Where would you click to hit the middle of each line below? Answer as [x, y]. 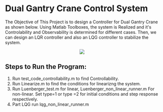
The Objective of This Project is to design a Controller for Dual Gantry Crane [81, 22]
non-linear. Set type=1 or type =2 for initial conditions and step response [85, 94]
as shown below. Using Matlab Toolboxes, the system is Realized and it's [78, 27]
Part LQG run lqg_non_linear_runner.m [51, 104]
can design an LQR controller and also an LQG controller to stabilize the [77, 37]
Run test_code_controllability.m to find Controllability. [65, 79]
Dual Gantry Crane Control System [76, 8]
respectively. [25, 99]
